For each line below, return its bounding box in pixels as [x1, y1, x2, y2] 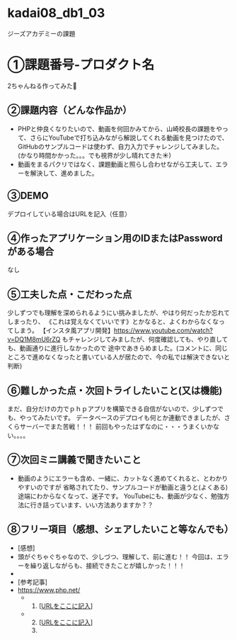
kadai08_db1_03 [7, 5, 105, 21]
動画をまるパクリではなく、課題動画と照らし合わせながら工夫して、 [17, 159, 216, 168]
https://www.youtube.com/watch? [113, 326, 214, 335]
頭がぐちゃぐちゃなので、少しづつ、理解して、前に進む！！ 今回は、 [17, 552, 217, 561]
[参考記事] [17, 578, 48, 586]
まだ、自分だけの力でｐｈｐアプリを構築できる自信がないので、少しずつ [7, 404, 218, 412]
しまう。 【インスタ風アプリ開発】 [13, 326, 115, 335]
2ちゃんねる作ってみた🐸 [7, 82, 78, 90]
